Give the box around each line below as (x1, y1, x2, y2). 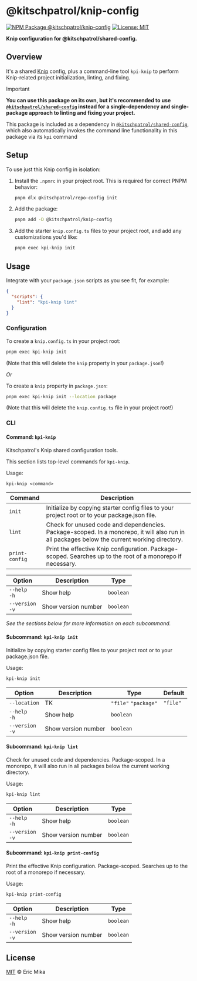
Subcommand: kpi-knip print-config (6, 849, 100, 856)
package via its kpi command (6, 133, 78, 140)
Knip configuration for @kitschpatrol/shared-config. (6, 35, 137, 42)
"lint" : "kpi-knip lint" (16, 299, 77, 305)
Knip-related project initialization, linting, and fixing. (6, 74, 131, 81)
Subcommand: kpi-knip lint (6, 743, 78, 750)
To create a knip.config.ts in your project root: (6, 337, 121, 345)
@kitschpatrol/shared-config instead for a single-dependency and (6, 103, 171, 110)
